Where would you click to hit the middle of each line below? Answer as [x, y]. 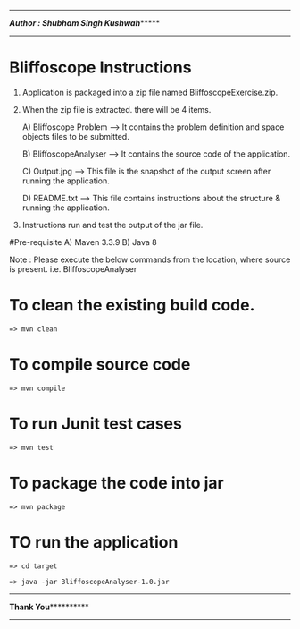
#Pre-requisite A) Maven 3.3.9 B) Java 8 [83, 242]
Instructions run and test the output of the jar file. [112, 225]
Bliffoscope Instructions [100, 68]
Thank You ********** [49, 607]
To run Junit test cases [96, 424]
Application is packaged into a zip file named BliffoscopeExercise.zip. [150, 92]
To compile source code [100, 365]
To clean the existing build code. [132, 306]
